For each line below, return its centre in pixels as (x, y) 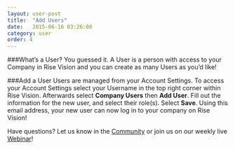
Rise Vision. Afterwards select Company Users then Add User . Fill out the (114, 96)
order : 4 (20, 40)
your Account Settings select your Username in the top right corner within (114, 88)
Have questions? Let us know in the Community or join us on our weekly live (117, 132)
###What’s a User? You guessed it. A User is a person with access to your (115, 59)
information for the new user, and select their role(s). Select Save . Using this (117, 103)
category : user (29, 33)
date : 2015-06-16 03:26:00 (50, 27)
